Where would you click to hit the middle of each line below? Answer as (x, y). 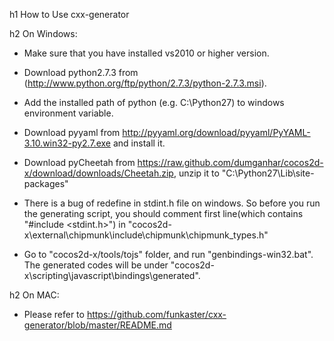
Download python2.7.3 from (81, 72)
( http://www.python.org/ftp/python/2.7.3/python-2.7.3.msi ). (145, 83)
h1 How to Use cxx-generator (69, 14)
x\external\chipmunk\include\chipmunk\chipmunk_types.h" (146, 235)
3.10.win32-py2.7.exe (67, 143)
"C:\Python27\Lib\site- (268, 173)
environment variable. (68, 113)
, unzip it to (196, 173)
